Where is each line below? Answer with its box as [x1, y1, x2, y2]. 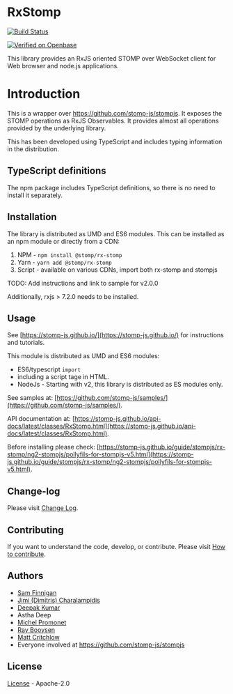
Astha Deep [17, 610, 51, 619]
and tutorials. [7, 339, 45, 347]
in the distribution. [7, 144, 59, 153]
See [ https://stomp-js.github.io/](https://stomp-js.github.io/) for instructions [7, 331, 224, 339]
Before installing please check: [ [7, 443, 99, 452]
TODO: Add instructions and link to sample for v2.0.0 [7, 279, 159, 287]
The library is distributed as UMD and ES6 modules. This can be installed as [7, 229, 225, 238]
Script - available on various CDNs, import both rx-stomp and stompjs [17, 265, 218, 274]
